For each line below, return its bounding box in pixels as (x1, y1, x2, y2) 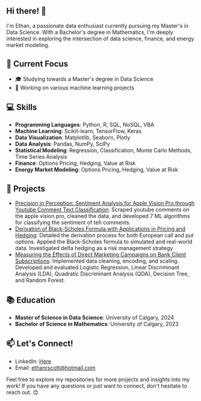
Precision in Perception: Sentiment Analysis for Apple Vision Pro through (14, 200, 195, 207)
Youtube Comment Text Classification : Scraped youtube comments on (14, 206, 190, 213)
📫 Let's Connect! (6, 339, 73, 349)
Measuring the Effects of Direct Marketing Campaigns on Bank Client (14, 251, 187, 258)
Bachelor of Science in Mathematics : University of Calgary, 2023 (14, 321, 179, 328)
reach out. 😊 (6, 388, 39, 396)
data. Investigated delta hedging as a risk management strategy (14, 245, 173, 252)
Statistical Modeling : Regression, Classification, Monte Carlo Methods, (14, 147, 193, 154)
